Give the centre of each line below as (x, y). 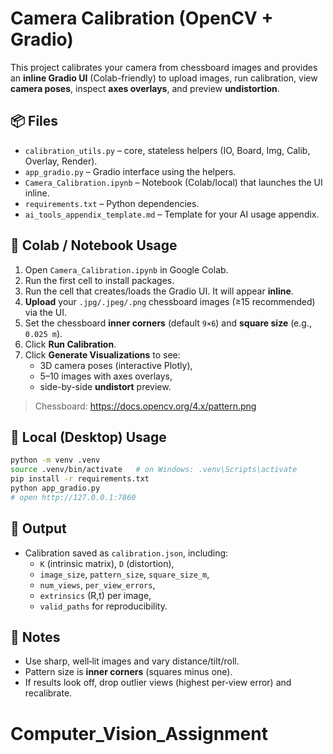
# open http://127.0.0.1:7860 (73, 497)
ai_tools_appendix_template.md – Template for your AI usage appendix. (172, 214)
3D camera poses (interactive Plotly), (116, 365)
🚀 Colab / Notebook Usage (94, 245)
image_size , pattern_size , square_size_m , (124, 574)
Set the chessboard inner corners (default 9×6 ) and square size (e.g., (168, 323)
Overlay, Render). (61, 161)
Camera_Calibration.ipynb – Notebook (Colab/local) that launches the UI (173, 182)
